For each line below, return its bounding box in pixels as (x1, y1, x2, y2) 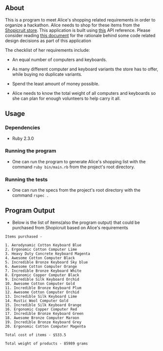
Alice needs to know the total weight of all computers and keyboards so (12, 90, 156, 96)
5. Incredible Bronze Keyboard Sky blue (5, 260, 89, 264)
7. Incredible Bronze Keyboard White (5, 268, 82, 273)
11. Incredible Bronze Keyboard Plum (5, 285, 82, 290)
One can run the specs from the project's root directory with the (12, 187, 141, 193)
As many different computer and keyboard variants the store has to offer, (12, 66, 159, 72)
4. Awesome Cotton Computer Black (5, 255, 75, 261)
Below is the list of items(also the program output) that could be (12, 219, 140, 225)
